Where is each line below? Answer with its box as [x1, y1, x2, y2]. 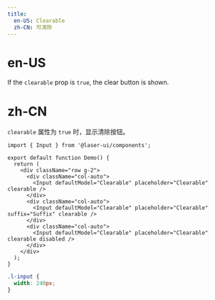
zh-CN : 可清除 [14, 24, 53, 31]
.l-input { [7, 273, 40, 281]
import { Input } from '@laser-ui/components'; [7, 142, 152, 149]
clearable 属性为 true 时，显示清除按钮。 [7, 128, 130, 136]
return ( [14, 161, 40, 168]
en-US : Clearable [14, 17, 65, 24]
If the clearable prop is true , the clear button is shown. [7, 78, 169, 86]
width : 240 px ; [14, 280, 56, 287]
